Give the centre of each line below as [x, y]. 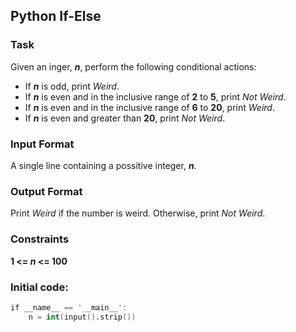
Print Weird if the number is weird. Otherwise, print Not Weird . [138, 213]
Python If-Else [56, 16]
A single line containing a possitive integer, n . [103, 165]
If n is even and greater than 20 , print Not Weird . [125, 118]
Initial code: [39, 287]
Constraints [40, 239]
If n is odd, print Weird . [72, 86]
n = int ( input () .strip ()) [82, 317]
